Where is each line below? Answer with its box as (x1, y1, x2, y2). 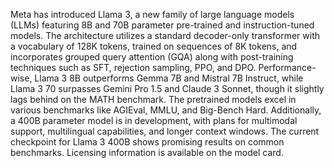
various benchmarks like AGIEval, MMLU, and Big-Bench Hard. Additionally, (10, 104, 322, 116)
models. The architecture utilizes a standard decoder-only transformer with (10, 30, 321, 41)
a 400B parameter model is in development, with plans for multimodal (10, 115, 298, 126)
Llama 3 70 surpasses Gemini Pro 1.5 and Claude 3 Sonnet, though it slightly (10, 83, 325, 94)
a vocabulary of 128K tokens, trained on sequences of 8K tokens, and (10, 40, 298, 52)
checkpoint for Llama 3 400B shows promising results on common (10, 136, 285, 148)
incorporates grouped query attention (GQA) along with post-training (10, 51, 294, 63)
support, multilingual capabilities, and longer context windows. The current (10, 125, 320, 137)
